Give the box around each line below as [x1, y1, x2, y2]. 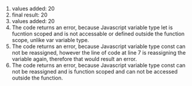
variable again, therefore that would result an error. [11, 56, 137, 62]
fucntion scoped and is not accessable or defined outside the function [11, 30, 185, 37]
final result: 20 [11, 11, 48, 18]
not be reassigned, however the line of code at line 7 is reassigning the [11, 49, 186, 56]
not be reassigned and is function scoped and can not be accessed [11, 68, 178, 75]
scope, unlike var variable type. [11, 37, 89, 43]
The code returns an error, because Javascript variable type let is [11, 24, 173, 31]
